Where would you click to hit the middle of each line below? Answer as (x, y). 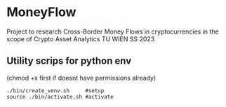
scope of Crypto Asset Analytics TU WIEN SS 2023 (81, 38)
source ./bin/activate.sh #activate (60, 97)
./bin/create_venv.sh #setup (55, 91)
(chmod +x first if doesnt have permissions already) (81, 78)
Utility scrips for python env (69, 61)
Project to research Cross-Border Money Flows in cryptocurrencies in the (113, 31)
